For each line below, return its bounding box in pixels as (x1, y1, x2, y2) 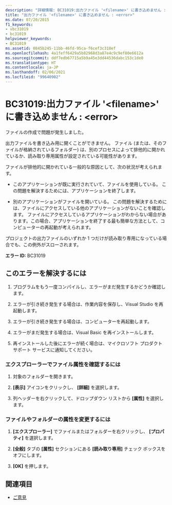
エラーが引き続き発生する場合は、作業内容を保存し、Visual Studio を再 (12, 301, 163, 307)
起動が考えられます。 (48, 224, 94, 230)
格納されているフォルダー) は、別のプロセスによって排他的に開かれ (23, 146, 165, 152)
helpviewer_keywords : (5, 37, 52, 42)
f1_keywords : (5, 22, 33, 27)
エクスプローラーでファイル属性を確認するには (5, 360, 121, 368)
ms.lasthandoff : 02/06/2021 (5, 70, 66, 75)
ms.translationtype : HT (5, 60, 56, 65)
